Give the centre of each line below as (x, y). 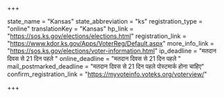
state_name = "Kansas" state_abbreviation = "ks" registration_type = (105, 21)
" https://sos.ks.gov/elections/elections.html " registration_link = (97, 36)
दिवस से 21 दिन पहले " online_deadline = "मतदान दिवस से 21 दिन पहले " (94, 59)
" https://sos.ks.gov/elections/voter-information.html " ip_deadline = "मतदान (112, 51)
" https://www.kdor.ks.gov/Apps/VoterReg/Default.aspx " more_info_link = (111, 43)
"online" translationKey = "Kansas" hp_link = (71, 29)
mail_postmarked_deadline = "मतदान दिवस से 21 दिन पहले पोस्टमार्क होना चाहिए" (106, 66)
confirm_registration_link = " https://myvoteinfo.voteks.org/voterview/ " (107, 74)
